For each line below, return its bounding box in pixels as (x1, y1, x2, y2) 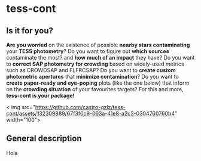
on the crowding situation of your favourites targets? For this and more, (6, 86, 184, 92)
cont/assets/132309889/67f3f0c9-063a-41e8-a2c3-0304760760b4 (6, 110, 175, 117)
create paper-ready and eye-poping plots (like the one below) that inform (6, 79, 190, 86)
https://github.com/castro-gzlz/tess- (35, 104, 126, 110)
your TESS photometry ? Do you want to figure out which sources (6, 48, 169, 55)
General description (6, 134, 82, 144)
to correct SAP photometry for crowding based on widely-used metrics (6, 60, 184, 67)
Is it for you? (6, 26, 54, 36)
